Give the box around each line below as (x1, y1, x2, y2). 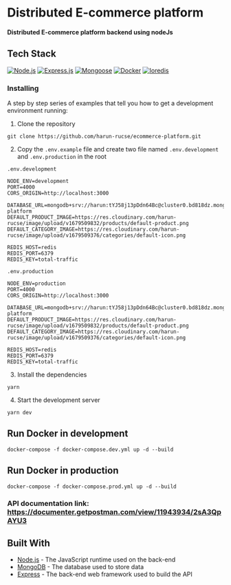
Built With (7, 537, 50, 549)
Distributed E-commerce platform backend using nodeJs (7, 28, 173, 36)
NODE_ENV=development (7, 178, 69, 184)
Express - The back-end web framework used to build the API (16, 570, 192, 579)
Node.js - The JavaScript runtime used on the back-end (16, 555, 176, 564)
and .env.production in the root (16, 152, 107, 160)
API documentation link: (7, 499, 89, 509)
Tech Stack (7, 48, 56, 60)
